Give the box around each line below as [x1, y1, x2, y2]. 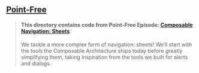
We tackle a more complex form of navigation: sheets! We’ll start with [20, 41, 192, 48]
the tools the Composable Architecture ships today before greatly [20, 47, 183, 54]
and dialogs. [20, 59, 52, 67]
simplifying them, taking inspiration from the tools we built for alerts [20, 53, 188, 61]
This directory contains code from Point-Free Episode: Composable [20, 21, 193, 28]
